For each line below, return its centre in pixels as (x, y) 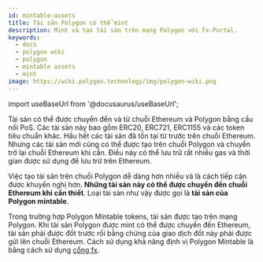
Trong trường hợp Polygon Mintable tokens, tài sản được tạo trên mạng (123, 216)
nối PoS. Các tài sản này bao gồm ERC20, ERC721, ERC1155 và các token (126, 127)
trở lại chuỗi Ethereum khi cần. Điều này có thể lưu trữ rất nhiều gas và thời (129, 152)
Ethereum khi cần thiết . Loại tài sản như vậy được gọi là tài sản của (118, 193)
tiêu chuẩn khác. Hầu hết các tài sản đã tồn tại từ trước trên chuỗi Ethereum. (132, 135)
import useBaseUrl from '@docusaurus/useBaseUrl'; (93, 104)
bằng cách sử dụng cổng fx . (54, 249)
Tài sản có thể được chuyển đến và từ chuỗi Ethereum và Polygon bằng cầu (131, 119)
